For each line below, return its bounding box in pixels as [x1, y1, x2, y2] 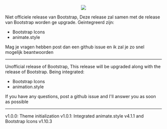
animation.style [12, 84, 44, 90]
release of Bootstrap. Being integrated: [5, 69, 84, 75]
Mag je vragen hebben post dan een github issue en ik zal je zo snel [5, 44, 145, 50]
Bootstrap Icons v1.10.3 [5, 119, 52, 124]
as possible [5, 99, 29, 105]
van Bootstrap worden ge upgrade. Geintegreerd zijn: [5, 19, 114, 25]
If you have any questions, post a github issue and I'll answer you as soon [5, 94, 156, 99]
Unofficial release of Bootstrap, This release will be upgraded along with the [5, 64, 161, 69]
